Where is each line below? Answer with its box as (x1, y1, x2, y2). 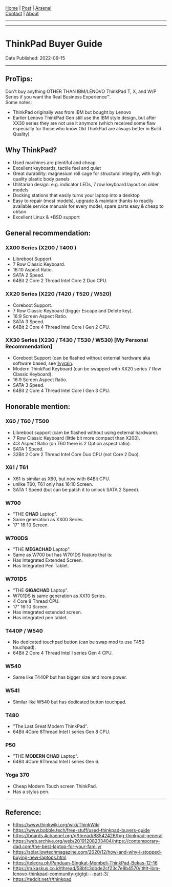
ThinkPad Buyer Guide (5, 38, 103, 50)
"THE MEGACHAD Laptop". (12, 546, 71, 553)
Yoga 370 (5, 772, 30, 779)
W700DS (5, 535, 28, 542)
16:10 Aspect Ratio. (12, 267, 53, 273)
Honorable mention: (5, 402, 71, 411)
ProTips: (5, 74, 33, 84)
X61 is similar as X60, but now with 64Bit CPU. (12, 476, 110, 482)
